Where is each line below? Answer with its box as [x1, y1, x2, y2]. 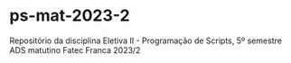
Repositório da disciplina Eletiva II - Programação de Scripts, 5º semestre [9, 35, 283, 46]
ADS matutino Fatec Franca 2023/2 [9, 44, 141, 55]
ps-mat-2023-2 [9, 5, 130, 26]
